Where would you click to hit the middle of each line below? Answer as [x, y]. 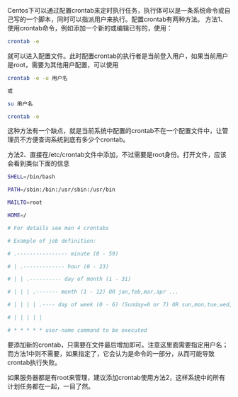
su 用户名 [20, 104]
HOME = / [17, 215]
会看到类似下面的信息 [38, 163]
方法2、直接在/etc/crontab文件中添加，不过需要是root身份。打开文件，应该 [117, 155]
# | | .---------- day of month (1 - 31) [69, 279]
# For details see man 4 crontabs [58, 228]
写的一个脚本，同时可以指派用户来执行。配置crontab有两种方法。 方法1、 [120, 19]
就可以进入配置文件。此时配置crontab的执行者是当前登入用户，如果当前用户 [118, 56]
